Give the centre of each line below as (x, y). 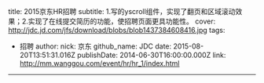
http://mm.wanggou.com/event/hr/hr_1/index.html (99, 63)
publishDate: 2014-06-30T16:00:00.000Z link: (152, 55)
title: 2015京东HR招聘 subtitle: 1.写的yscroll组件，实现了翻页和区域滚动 (122, 11)
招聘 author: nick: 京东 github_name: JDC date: (95, 46)
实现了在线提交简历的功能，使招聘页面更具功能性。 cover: (122, 21)
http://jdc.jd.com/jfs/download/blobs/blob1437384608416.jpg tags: (117, 30)
